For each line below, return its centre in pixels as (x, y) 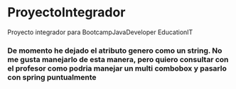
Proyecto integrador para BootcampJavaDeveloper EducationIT (100, 32)
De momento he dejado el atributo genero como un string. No (115, 51)
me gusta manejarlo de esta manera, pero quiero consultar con (118, 59)
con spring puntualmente (52, 77)
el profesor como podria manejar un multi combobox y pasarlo (117, 68)
